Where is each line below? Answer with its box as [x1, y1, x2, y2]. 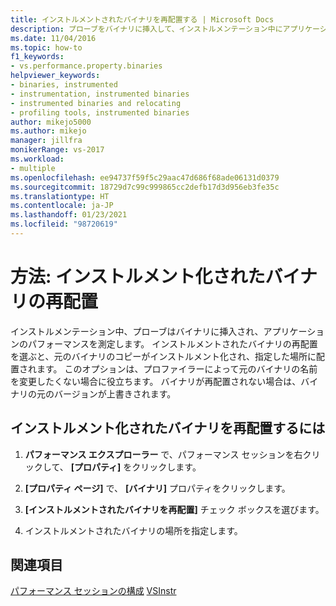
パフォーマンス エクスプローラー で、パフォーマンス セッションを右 [24, 448, 303, 460]
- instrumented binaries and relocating [10, 98, 182, 108]
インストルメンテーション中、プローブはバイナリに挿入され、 [10, 325, 264, 337]
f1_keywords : [10, 52, 65, 62]
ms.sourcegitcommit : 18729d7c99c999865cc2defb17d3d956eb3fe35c [10, 182, 280, 192]
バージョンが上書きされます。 [53, 387, 177, 400]
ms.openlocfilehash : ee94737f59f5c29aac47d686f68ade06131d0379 [10, 172, 280, 183]
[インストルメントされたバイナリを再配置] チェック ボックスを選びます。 [24, 503, 325, 515]
